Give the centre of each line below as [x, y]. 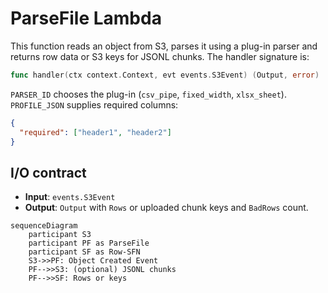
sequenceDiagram [44, 226]
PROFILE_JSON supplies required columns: [94, 104]
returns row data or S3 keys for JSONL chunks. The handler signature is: [160, 56]
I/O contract [48, 172]
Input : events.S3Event [70, 197]
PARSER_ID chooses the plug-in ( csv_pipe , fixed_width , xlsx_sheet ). [148, 94]
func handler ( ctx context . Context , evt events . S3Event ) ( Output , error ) [165, 75]
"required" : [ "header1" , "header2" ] [95, 132]
